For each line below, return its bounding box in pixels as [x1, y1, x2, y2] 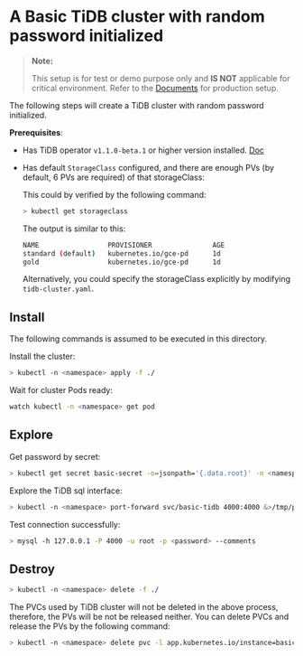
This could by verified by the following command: [22, 189, 207, 200]
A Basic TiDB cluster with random [9, 6, 266, 27]
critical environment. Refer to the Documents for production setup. [31, 82, 280, 93]
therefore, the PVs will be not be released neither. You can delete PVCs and [9, 612, 289, 623]
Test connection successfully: [9, 519, 121, 529]
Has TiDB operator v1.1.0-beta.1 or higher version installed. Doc [22, 145, 264, 155]
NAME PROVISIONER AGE [22, 240, 225, 249]
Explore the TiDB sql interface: [9, 485, 124, 496]
